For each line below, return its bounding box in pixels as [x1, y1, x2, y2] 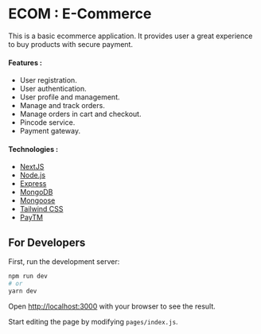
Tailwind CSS [19, 204, 64, 214]
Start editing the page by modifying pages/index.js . [8, 317, 178, 326]
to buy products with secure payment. [8, 39, 134, 49]
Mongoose [19, 196, 56, 205]
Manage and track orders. [19, 101, 105, 111]
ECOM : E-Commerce [8, 5, 152, 23]
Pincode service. [19, 118, 76, 127]
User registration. [19, 76, 77, 85]
